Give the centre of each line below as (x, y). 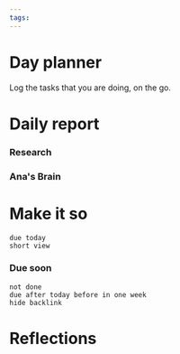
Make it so (49, 214)
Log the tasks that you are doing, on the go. (90, 88)
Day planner (55, 62)
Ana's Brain (35, 176)
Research (31, 152)
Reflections (53, 339)
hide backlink (36, 303)
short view (30, 246)
